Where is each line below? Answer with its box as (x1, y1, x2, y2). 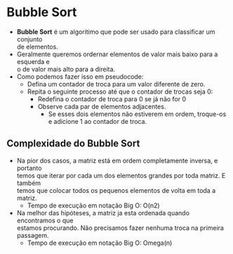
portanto (16, 163, 42, 172)
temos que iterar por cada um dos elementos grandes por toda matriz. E (16, 171, 226, 179)
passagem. (16, 231, 50, 239)
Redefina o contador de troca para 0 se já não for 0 (37, 94, 187, 103)
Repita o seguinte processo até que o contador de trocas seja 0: (27, 87, 213, 96)
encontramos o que (16, 216, 74, 224)
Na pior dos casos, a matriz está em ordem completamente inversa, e (16, 156, 218, 165)
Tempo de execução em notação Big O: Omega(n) (27, 239, 173, 247)
